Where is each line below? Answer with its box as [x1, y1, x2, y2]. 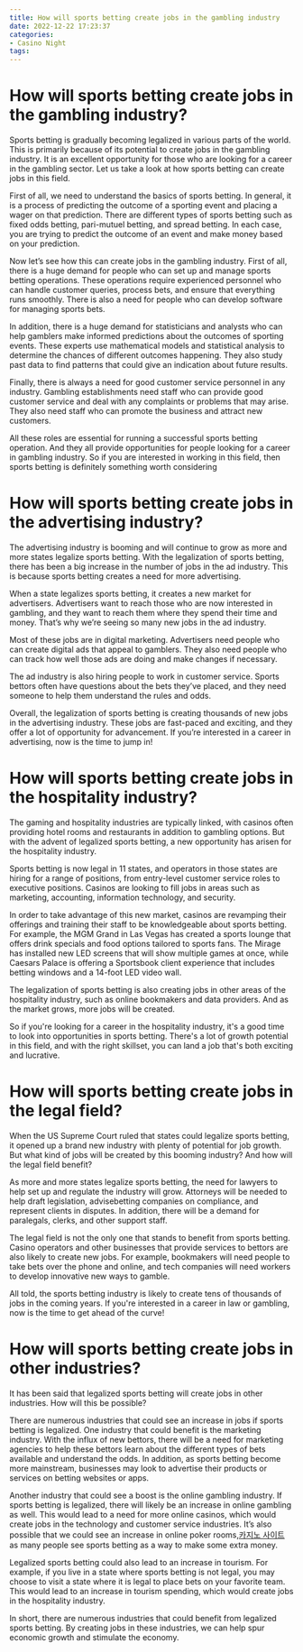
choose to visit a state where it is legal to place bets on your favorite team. [9, 1575, 286, 1587]
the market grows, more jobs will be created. [9, 1003, 176, 1014]
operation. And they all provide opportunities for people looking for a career [9, 443, 290, 454]
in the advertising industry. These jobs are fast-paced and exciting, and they [9, 718, 293, 728]
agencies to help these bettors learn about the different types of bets [9, 1444, 266, 1455]
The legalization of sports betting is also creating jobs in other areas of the [9, 984, 287, 995]
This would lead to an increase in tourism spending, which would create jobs [9, 1585, 294, 1596]
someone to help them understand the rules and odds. [9, 691, 212, 701]
